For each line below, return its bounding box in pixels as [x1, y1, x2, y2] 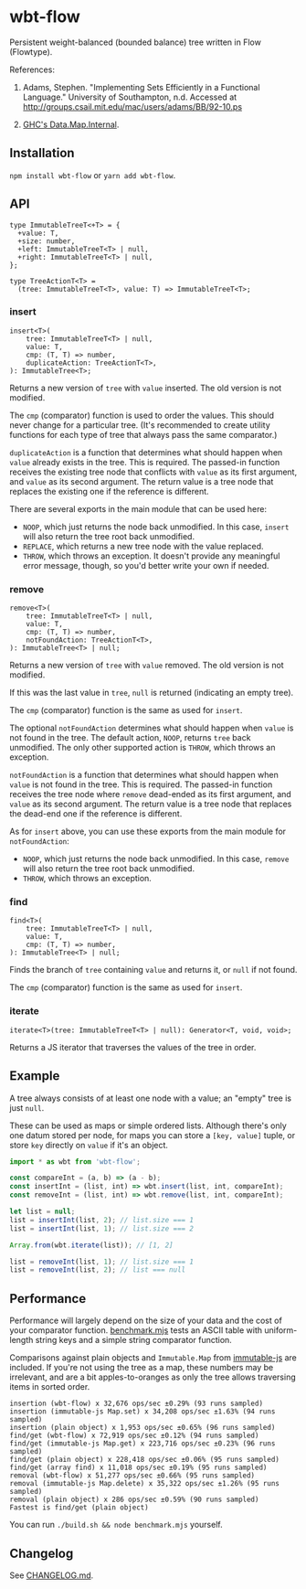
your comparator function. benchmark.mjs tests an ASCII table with [9, 1325, 263, 1336]
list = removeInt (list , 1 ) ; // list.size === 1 [9, 1257, 195, 1266]
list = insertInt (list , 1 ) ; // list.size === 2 [9, 1223, 195, 1233]
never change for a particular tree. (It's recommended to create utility [9, 419, 271, 431]
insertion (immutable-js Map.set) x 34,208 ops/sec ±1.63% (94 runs [9, 1407, 276, 1416]
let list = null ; [9, 1207, 76, 1217]
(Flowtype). [9, 46, 53, 57]
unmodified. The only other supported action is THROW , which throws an [9, 742, 276, 753]
